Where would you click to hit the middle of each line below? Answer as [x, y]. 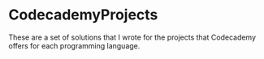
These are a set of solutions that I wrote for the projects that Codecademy [132, 37]
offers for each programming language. [74, 45]
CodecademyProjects [83, 15]
